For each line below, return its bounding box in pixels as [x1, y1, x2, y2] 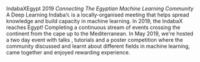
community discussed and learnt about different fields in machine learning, [6, 43, 190, 50]
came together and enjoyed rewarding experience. [6, 49, 130, 56]
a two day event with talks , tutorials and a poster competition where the [6, 37, 183, 43]
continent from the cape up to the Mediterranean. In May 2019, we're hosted [6, 30, 193, 37]
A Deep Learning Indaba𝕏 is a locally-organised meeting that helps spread [6, 11, 189, 18]
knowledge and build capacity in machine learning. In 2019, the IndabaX [6, 18, 183, 24]
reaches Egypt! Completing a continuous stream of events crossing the [6, 24, 180, 31]
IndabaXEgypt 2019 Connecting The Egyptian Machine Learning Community [6, 5, 194, 12]
